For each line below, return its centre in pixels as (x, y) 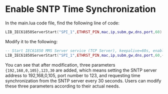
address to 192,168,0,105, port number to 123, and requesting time (73, 75)
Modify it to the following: (31, 41)
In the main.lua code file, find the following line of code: (62, 23)
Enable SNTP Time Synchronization (80, 9)
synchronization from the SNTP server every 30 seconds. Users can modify (83, 81)
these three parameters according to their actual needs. (62, 86)
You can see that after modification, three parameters (60, 65)
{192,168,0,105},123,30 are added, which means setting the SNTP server (81, 70)
